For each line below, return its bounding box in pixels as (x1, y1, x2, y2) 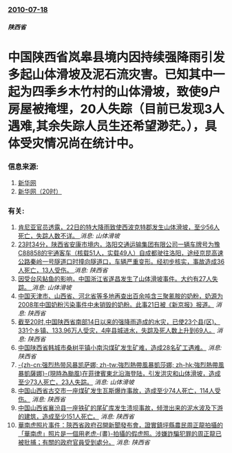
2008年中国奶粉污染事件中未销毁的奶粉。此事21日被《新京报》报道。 (17, 301, 214, 309)
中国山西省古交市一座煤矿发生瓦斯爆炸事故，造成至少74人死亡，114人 (17, 387, 215, 395)
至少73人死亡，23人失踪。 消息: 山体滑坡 (17, 378, 135, 386)
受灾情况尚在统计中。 (20, 136, 141, 151)
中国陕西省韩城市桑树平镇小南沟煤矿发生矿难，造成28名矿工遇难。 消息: (17, 344, 222, 352)
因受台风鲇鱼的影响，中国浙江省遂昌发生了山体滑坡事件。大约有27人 (17, 275, 213, 283)
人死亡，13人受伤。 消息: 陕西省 (17, 266, 109, 275)
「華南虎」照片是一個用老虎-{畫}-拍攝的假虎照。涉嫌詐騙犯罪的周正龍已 (17, 430, 222, 438)
